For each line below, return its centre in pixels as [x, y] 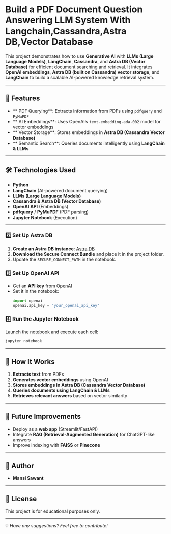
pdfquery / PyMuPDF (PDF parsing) [51, 212]
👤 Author [20, 466]
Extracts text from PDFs [38, 374]
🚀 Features [23, 99]
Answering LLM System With [68, 20]
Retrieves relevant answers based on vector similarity [70, 395]
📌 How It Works [30, 362]
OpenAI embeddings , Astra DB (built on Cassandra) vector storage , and [82, 72]
